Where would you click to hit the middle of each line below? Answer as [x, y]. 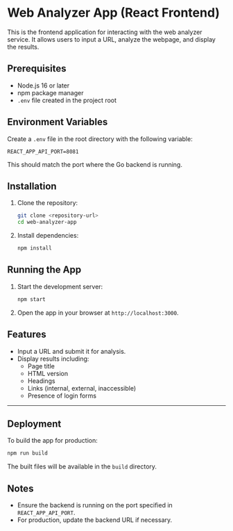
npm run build [28, 453]
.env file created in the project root [67, 100]
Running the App [44, 270]
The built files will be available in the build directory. [82, 466]
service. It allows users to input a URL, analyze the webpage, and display [112, 39]
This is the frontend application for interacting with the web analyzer [105, 32]
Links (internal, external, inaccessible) [82, 388]
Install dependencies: [48, 236]
